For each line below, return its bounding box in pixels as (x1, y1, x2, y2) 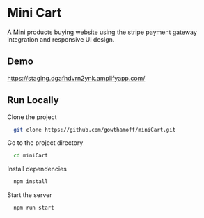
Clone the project (7, 113, 57, 121)
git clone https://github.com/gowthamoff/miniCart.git (13, 126, 176, 133)
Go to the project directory (7, 139, 84, 147)
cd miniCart (13, 152, 49, 159)
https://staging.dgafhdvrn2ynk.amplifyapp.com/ (7, 74, 146, 82)
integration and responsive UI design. (7, 35, 115, 43)
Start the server (7, 191, 52, 199)
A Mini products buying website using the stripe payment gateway (7, 28, 197, 36)
